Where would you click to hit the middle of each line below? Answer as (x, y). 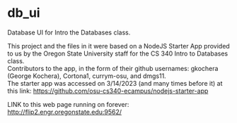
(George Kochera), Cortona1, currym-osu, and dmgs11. (87, 76)
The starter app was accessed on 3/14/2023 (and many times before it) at (115, 83)
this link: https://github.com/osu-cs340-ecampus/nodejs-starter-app (108, 91)
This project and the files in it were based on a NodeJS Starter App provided (118, 46)
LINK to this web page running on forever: (68, 104)
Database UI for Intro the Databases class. (69, 32)
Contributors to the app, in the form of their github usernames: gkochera (113, 68)
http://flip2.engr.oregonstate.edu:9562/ (65, 112)
